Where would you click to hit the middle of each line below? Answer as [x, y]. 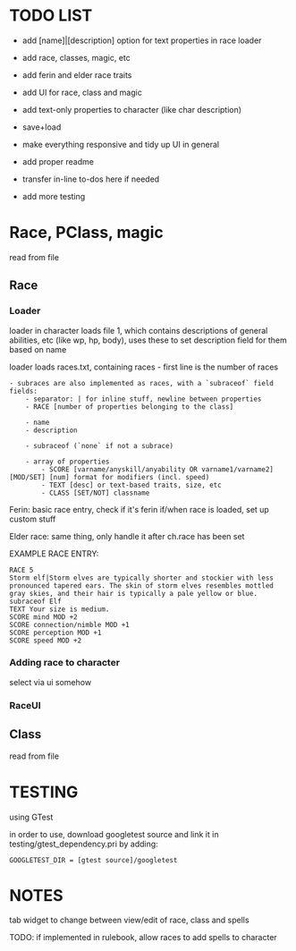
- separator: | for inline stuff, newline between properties [144, 399]
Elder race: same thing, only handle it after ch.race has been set [127, 536]
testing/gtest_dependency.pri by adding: [84, 844]
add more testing [54, 196]
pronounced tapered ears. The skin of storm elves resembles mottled [142, 586]
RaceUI [25, 705]
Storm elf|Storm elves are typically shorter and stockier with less [142, 578]
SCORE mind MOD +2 [43, 617]
